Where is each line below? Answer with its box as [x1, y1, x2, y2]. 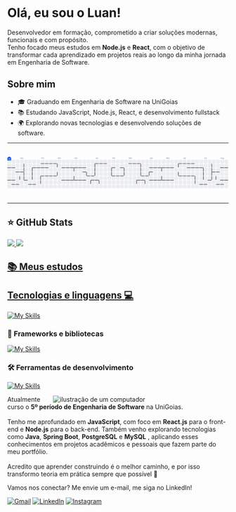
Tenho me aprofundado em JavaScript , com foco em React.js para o [7, 417, 208, 426]
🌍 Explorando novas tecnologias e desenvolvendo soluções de [17, 118, 202, 127]
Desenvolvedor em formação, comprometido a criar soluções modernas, [7, 28, 218, 37]
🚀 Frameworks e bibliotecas [7, 329, 104, 339]
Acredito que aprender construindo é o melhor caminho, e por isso [7, 462, 200, 471]
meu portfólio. [7, 447, 48, 456]
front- [209, 417, 226, 426]
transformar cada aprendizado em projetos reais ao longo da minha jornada [7, 51, 226, 59]
